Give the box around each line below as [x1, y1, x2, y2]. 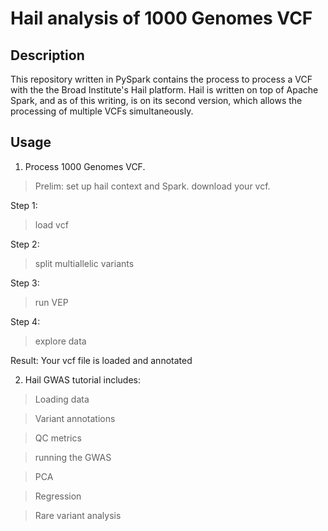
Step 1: [10, 199, 38, 211]
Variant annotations [34, 412, 116, 424]
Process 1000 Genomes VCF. [24, 160, 146, 172]
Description [10, 47, 85, 64]
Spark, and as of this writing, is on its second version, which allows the [10, 95, 303, 106]
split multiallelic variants [34, 257, 135, 269]
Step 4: [10, 315, 41, 327]
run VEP [34, 296, 69, 308]
